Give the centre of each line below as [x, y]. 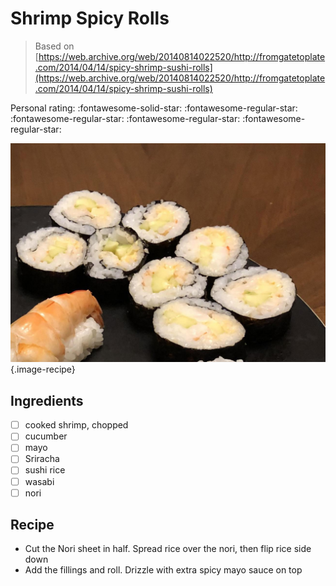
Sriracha [42, 459]
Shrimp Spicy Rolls [90, 18]
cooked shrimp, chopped [76, 425]
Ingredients [47, 400]
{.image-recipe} [43, 369]
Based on [54, 46]
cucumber [46, 436]
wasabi [39, 481]
